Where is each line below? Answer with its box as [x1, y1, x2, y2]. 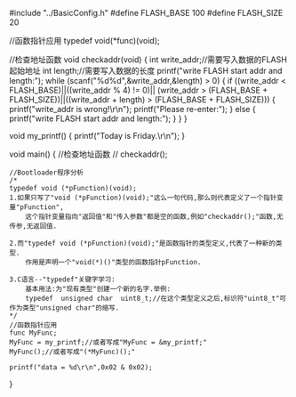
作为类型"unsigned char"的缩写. [9, 304, 120, 312]
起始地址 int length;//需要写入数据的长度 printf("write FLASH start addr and [9, 66, 283, 76]
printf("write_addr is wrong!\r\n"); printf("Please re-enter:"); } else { [9, 104, 256, 114]
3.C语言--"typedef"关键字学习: [9, 275, 116, 284]
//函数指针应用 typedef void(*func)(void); [9, 36, 160, 45]
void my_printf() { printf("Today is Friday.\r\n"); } [9, 131, 186, 141]
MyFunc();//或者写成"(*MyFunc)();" [9, 347, 136, 356]
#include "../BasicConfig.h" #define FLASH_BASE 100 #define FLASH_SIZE [9, 8, 284, 18]
